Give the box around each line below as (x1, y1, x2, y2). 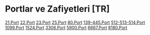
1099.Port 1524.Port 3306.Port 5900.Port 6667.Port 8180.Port (5, 24, 128, 30)
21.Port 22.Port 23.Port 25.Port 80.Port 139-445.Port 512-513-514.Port (5, 19, 146, 25)
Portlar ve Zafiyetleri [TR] (5, 3, 110, 15)
